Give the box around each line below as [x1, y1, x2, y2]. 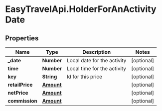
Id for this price [66, 73, 103, 80]
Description [82, 49, 111, 55]
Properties [5, 34, 39, 42]
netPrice [7, 90, 28, 96]
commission [7, 98, 37, 104]
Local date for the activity [66, 57, 127, 64]
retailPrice [7, 81, 33, 88]
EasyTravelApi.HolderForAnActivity [5, 3, 157, 15]
